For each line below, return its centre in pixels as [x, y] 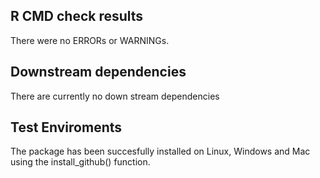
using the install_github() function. [80, 162]
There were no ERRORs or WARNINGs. [90, 40]
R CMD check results [77, 16]
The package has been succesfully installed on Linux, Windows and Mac [160, 151]
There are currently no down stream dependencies [115, 96]
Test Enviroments [66, 127]
